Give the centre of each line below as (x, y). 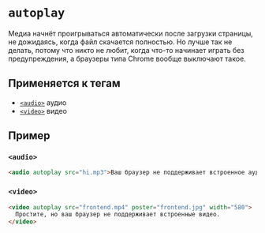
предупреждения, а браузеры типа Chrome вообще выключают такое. (127, 58)
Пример (29, 136)
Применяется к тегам (64, 83)
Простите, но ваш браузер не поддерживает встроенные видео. (118, 215)
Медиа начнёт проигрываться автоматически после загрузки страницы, (131, 33)
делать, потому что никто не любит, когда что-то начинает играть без (126, 50)
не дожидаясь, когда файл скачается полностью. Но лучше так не (120, 42)
